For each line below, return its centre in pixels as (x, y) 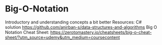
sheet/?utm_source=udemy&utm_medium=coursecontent (63, 37)
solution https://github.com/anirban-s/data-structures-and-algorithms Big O (81, 27)
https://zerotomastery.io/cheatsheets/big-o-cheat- (101, 32)
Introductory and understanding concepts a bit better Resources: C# (73, 22)
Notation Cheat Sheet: (27, 32)
